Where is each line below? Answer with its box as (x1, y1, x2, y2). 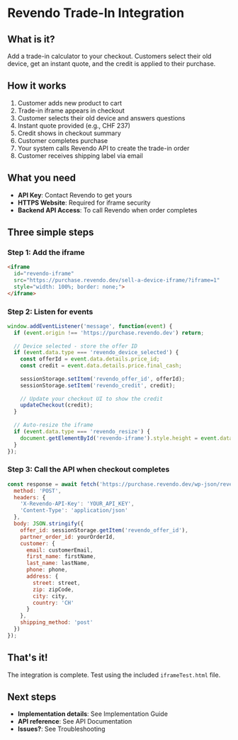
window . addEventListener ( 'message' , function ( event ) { (7, 322, 173, 330)
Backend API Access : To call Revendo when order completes (17, 205, 198, 214)
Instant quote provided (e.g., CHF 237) (17, 121, 131, 130)
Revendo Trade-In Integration (7, 5, 185, 21)
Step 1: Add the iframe (7, 247, 85, 257)
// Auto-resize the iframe (13, 421, 93, 429)
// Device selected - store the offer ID (13, 342, 138, 350)
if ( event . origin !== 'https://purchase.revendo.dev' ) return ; (13, 329, 204, 336)
